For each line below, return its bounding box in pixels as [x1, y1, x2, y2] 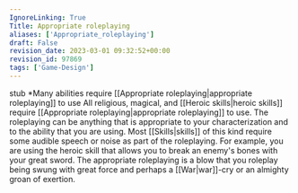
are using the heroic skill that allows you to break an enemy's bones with [9, 145, 278, 155]
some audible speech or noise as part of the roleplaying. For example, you [9, 136, 285, 146]
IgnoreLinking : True [9, 13, 87, 22]
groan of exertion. [9, 173, 76, 184]
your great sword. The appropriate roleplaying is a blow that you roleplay [9, 154, 278, 165]
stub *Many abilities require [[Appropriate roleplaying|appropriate [9, 87, 253, 99]
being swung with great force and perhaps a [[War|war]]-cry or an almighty [9, 163, 289, 175]
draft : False [9, 38, 58, 48]
